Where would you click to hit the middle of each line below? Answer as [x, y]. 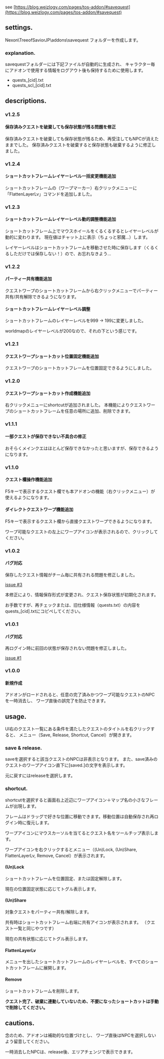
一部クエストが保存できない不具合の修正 [46, 436]
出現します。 [26, 806]
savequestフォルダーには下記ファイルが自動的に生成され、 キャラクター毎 [80, 64]
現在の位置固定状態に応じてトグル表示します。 [52, 889]
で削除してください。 [26, 1007]
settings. [19, 28]
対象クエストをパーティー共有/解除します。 [48, 912]
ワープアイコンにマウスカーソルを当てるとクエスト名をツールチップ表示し [80, 833]
